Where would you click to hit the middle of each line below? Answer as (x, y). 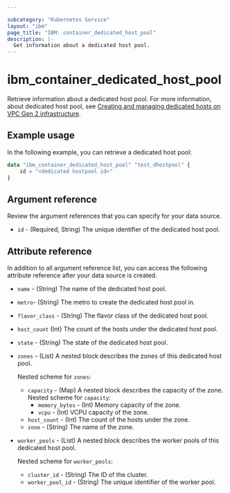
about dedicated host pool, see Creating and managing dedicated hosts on (114, 106)
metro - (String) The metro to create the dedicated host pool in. (106, 302)
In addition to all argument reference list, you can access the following (107, 268)
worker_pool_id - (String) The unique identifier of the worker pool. (122, 482)
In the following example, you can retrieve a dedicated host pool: (99, 152)
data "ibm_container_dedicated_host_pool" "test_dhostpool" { (99, 165)
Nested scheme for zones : (54, 377)
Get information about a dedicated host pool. (82, 46)
